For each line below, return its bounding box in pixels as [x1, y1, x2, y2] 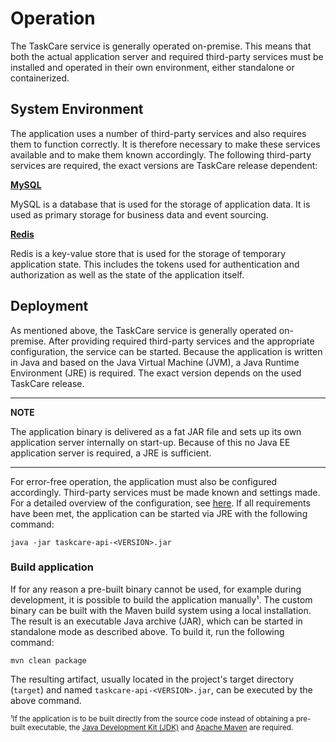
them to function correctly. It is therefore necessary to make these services [10, 138, 321, 150]
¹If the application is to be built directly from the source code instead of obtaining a [10, 713, 295, 724]
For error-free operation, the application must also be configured [10, 475, 278, 487]
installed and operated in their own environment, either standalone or [10, 61, 295, 73]
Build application [10, 560, 94, 574]
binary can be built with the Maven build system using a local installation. [10, 604, 312, 616]
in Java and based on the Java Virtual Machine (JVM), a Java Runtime [10, 356, 300, 368]
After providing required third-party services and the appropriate [48, 335, 315, 347]
